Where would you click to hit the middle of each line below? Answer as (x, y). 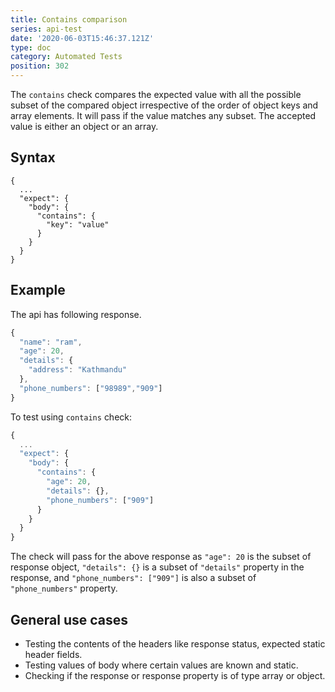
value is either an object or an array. (84, 126)
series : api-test (46, 29)
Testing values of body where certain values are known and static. (161, 665)
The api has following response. (76, 314)
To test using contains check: (71, 417)
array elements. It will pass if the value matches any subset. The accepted (163, 115)
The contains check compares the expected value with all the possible (156, 94)
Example (38, 290)
